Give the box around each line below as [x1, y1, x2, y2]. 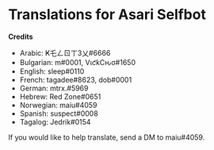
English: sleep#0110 [19, 66, 85, 76]
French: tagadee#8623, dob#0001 [19, 75, 132, 84]
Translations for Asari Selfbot [8, 6, 206, 24]
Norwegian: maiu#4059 [19, 100, 97, 110]
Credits [8, 32, 33, 41]
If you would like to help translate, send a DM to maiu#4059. [8, 133, 205, 142]
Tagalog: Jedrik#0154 [19, 117, 91, 126]
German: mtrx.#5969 [19, 83, 89, 93]
